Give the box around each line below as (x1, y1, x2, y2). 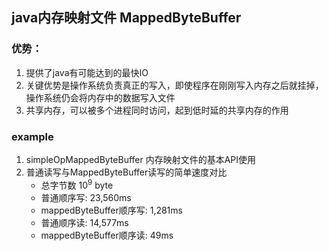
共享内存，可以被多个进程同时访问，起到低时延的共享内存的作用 (25, 104, 289, 116)
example (11, 129, 54, 143)
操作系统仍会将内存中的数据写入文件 (25, 91, 176, 103)
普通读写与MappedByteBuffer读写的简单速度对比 (25, 166, 228, 178)
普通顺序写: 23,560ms (40, 191, 132, 203)
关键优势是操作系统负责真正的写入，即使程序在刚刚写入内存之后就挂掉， (25, 79, 324, 91)
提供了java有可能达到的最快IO (25, 66, 149, 78)
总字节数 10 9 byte (40, 177, 114, 191)
